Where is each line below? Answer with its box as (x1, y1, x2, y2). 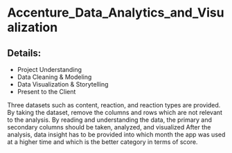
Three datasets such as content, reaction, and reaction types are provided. (7, 101, 221, 109)
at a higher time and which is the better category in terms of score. (7, 138, 198, 146)
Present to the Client (17, 88, 76, 96)
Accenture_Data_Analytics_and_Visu (7, 5, 224, 21)
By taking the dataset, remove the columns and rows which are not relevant (7, 109, 223, 116)
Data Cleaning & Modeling (17, 73, 92, 81)
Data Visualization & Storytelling (17, 80, 109, 88)
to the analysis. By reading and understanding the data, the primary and (7, 116, 213, 124)
